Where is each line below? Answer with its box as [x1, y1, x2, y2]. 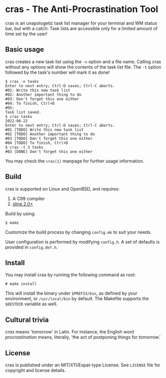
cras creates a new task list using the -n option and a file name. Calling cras [5, 59, 161, 65]
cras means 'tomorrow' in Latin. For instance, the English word [5, 329, 134, 335]
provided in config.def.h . [5, 244, 58, 250]
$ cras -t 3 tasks [5, 144, 43, 150]
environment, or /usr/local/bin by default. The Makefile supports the [5, 296, 149, 302]
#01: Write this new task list [5, 88, 70, 93]
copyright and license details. [5, 367, 66, 373]
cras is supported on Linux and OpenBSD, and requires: [5, 185, 120, 192]
